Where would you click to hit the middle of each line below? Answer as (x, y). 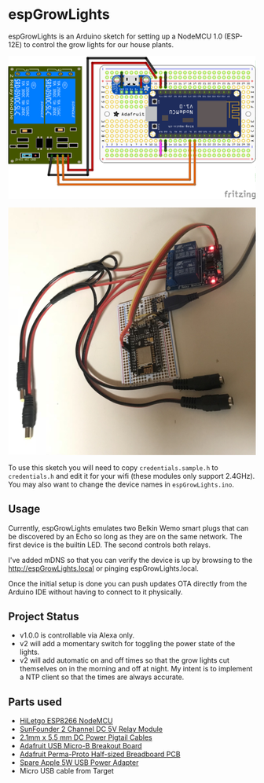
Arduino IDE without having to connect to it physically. (95, 592)
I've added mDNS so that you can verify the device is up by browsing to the (130, 560)
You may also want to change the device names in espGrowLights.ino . (121, 484)
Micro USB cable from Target (66, 771)
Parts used (35, 702)
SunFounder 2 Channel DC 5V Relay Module (91, 730)
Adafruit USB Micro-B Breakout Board (81, 746)
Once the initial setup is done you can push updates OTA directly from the (128, 583)
